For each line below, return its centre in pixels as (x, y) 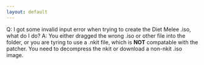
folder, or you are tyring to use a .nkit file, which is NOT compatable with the (102, 42)
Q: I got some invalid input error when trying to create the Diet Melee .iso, (99, 29)
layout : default (27, 12)
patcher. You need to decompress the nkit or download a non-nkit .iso (94, 49)
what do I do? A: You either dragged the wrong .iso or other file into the (96, 36)
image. (15, 55)
